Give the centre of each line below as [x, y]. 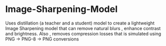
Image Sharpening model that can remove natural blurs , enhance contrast [83, 28]
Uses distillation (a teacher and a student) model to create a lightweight [80, 23]
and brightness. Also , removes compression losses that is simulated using [83, 33]
